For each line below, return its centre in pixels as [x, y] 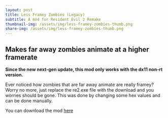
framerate [21, 57]
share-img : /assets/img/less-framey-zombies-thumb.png [64, 29]
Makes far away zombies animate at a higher [77, 49]
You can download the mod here [39, 110]
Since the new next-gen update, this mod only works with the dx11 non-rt [84, 69]
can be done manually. [29, 101]
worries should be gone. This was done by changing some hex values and [83, 95]
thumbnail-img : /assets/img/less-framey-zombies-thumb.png [69, 24]
